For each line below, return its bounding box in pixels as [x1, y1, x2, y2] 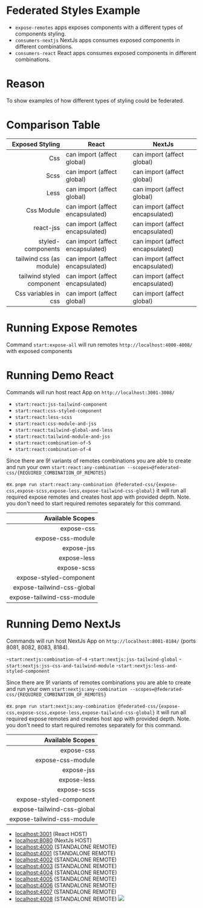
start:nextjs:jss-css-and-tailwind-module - [6, 661, 119, 669]
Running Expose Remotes [6, 321, 138, 334]
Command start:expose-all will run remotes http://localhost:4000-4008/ [6, 341, 193, 348]
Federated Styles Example [6, 4, 141, 18]
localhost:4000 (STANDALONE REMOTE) [14, 843, 117, 850]
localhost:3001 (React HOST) [14, 830, 88, 837]
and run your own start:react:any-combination [6, 463, 125, 470]
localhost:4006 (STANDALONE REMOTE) [14, 881, 117, 889]
